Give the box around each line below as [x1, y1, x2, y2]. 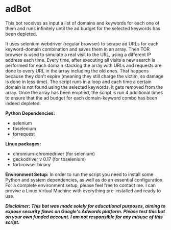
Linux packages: [5, 141, 41, 147]
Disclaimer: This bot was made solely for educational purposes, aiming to [5, 202, 166, 209]
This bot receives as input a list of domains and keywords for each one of [5, 20, 160, 26]
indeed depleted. [5, 100, 41, 106]
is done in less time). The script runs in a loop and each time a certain [5, 79, 152, 85]
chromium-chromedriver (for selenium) [12, 150, 95, 157]
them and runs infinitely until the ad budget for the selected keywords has [5, 25, 161, 31]
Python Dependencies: [5, 110, 55, 116]
